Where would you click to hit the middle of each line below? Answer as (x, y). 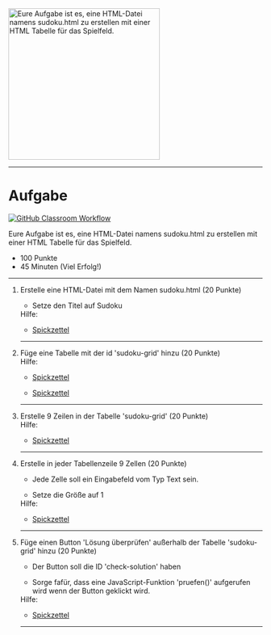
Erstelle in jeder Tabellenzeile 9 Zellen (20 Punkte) (103, 463)
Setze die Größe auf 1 (68, 494)
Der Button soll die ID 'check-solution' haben (106, 566)
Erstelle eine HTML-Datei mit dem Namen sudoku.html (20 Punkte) (131, 289)
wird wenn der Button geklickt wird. (91, 591)
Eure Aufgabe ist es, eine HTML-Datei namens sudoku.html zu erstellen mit (133, 233)
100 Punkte (39, 258)
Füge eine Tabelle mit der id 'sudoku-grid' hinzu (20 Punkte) (120, 353)
